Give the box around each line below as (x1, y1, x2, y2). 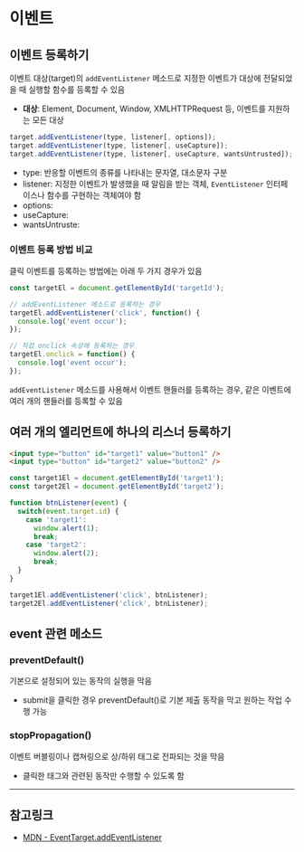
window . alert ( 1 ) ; (33, 524, 100, 533)
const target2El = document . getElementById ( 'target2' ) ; (9, 482, 224, 491)
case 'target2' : (25, 540, 88, 550)
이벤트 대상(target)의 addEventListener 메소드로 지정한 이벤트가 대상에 (9, 73, 261, 83)
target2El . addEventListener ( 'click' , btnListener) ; (9, 599, 208, 608)
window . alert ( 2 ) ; (33, 549, 100, 558)
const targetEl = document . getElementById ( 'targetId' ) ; (9, 283, 224, 292)
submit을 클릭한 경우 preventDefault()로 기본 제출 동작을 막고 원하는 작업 (22, 695, 283, 705)
